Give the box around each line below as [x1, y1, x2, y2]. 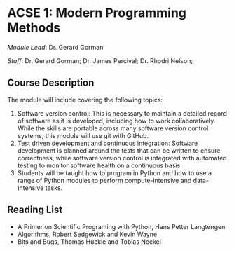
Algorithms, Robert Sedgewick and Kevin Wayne [17, 230, 158, 238]
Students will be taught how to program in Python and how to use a [17, 168, 212, 177]
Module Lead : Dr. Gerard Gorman [7, 43, 104, 51]
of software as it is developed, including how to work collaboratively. [17, 116, 216, 125]
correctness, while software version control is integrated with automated [17, 153, 228, 162]
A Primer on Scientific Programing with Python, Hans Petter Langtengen [17, 222, 226, 231]
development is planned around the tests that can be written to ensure [17, 146, 221, 155]
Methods [7, 20, 61, 36]
